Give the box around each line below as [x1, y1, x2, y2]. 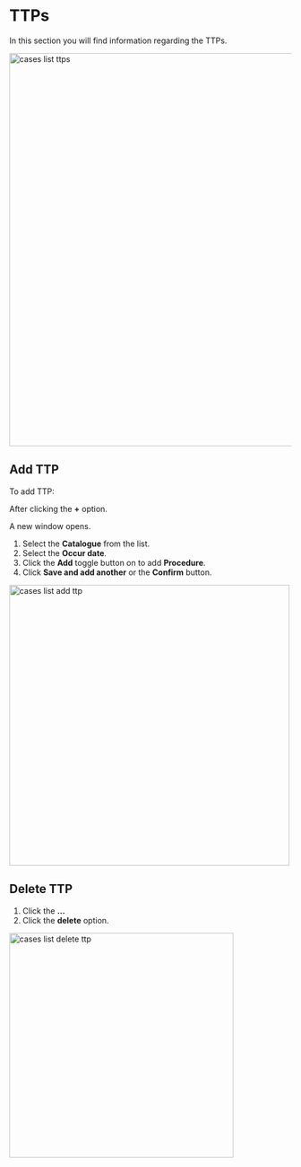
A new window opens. [9, 520, 91, 531]
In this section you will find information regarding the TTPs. [9, 35, 228, 46]
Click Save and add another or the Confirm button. [21, 567, 212, 578]
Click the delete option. [21, 915, 109, 925]
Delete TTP [9, 881, 73, 897]
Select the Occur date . [21, 547, 107, 558]
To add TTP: [9, 486, 56, 497]
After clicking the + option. [9, 503, 107, 514]
